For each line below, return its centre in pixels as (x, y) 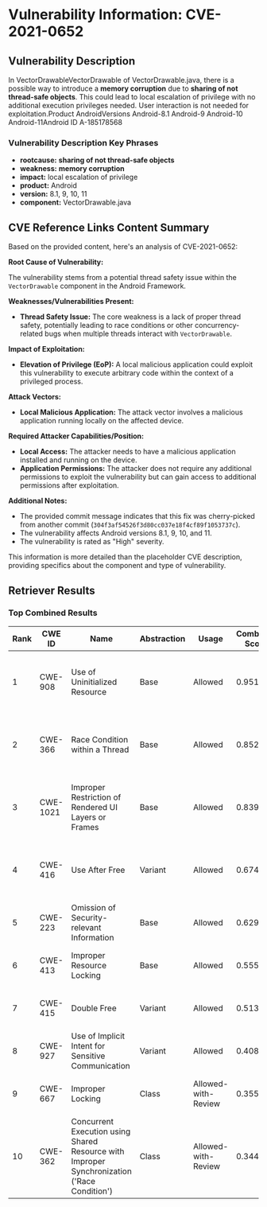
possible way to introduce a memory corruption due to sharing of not (123, 88)
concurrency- (217, 325)
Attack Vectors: (35, 397)
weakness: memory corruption (72, 169)
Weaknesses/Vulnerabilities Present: (71, 302)
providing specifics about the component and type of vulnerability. (117, 566)
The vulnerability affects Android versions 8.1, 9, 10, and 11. (116, 533)
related (31, 334)
